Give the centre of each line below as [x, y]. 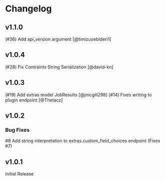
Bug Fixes [17, 129]
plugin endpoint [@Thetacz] [34, 100]
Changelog [28, 9]
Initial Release [19, 174]
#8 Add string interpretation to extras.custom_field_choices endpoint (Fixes [83, 141]
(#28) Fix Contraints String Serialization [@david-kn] [59, 67]
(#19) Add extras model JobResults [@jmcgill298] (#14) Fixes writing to [78, 94]
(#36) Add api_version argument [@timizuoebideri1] [58, 39]
